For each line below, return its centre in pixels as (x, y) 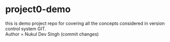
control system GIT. (26, 28)
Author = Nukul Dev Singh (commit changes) (52, 34)
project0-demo (38, 9)
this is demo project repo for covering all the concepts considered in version (85, 23)
